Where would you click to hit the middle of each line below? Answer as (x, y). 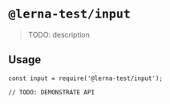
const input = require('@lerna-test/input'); (85, 78)
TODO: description (59, 34)
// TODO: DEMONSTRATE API (51, 92)
